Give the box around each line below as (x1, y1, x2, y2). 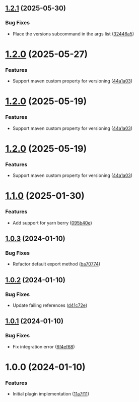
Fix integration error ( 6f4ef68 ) (12, 343, 75, 349)
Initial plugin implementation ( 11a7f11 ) (12, 391, 90, 397)
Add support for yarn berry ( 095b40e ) (12, 219, 92, 226)
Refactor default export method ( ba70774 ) (12, 261, 101, 267)
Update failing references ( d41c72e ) (12, 302, 88, 308)
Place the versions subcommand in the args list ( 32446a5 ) (12, 30, 134, 37)
